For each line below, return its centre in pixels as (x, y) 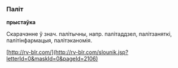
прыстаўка (21, 22)
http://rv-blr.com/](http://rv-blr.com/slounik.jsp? (68, 52)
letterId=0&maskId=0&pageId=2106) (52, 59)
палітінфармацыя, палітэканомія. (49, 41)
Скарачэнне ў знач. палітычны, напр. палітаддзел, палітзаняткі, (89, 34)
